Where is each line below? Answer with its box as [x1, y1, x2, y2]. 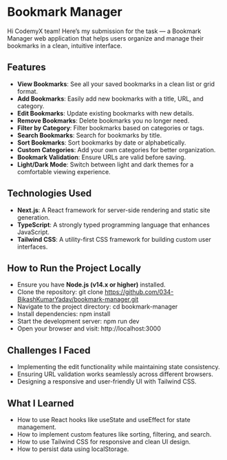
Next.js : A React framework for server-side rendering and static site [17, 206, 210, 214]
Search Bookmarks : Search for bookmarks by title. [17, 131, 162, 139]
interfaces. [17, 242, 48, 251]
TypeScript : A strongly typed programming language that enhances [17, 220, 210, 229]
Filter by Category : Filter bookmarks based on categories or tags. [17, 123, 205, 132]
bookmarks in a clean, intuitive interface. [7, 41, 122, 50]
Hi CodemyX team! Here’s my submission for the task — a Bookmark [7, 27, 202, 35]
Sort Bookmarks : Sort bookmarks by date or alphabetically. [17, 138, 186, 147]
